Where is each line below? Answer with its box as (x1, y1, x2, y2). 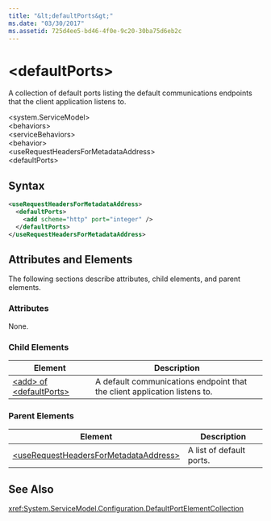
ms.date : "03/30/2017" (8, 19, 85, 27)
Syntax (8, 179, 45, 192)
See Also (8, 482, 54, 496)
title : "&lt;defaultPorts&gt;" (8, 11, 114, 20)
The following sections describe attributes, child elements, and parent (8, 274, 240, 284)
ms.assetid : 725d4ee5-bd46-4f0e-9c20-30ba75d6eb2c (8, 27, 182, 35)
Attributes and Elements (8, 252, 133, 267)
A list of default (188, 445, 246, 456)
